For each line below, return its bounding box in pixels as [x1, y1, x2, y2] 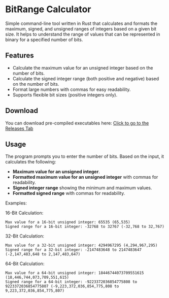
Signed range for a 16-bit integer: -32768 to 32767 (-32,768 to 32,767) [5, 224, 165, 229]
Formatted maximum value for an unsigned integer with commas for [12, 174, 158, 180]
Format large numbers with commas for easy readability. [12, 86, 131, 92]
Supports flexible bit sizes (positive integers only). [12, 91, 118, 97]
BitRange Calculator [5, 4, 91, 15]
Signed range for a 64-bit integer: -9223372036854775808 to [5, 279, 138, 285]
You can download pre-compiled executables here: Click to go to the [5, 120, 149, 126]
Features [5, 51, 34, 60]
